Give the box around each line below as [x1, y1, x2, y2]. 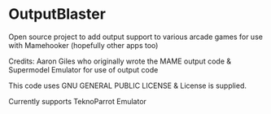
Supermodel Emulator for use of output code [8, 64, 159, 74]
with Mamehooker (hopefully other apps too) [8, 40, 159, 50]
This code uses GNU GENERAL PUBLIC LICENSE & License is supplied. [8, 81, 247, 90]
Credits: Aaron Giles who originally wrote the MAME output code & [8, 56, 232, 66]
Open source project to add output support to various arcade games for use [8, 32, 263, 42]
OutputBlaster [8, 5, 106, 24]
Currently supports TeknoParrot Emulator [8, 96, 146, 106]
